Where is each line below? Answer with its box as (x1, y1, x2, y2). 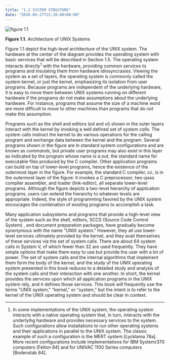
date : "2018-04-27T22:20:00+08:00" (5, 12, 80, 17)
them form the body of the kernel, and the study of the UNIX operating (5, 260, 152, 266)
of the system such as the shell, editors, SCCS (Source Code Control (5, 217, 148, 223)
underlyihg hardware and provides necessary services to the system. (12, 317, 157, 324)
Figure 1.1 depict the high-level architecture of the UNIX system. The (5, 46, 148, 52)
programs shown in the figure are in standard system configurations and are (5, 142, 164, 148)
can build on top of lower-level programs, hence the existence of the (5, 164, 148, 170)
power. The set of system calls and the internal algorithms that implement (5, 254, 158, 261)
